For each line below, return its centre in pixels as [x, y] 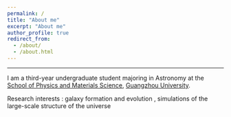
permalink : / [26, 13]
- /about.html [33, 52]
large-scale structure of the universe [59, 106]
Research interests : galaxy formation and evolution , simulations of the [108, 98]
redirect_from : [29, 39]
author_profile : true [38, 33]
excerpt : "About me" [37, 26]
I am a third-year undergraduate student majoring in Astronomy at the [106, 78]
